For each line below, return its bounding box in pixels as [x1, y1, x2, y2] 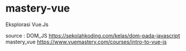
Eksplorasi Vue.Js [5, 21, 49, 28]
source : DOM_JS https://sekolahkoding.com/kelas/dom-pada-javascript [5, 32, 180, 39]
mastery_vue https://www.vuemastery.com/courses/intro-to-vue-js [5, 38, 167, 45]
